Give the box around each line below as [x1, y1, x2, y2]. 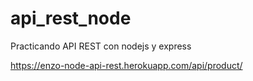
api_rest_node [10, 7, 132, 30]
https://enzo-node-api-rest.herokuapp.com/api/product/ [10, 59, 243, 71]
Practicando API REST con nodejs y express [10, 40, 192, 52]
